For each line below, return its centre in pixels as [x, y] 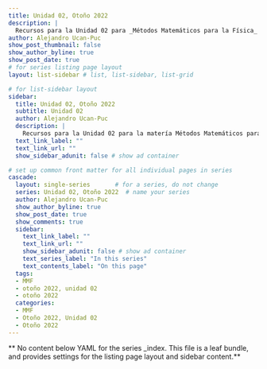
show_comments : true [49, 222]
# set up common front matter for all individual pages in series [120, 170]
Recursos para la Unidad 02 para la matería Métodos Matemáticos [133, 134]
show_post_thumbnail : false [55, 45]
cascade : [23, 177]
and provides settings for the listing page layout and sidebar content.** [124, 356]
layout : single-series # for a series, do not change [117, 185]
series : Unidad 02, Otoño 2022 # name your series [103, 192]
